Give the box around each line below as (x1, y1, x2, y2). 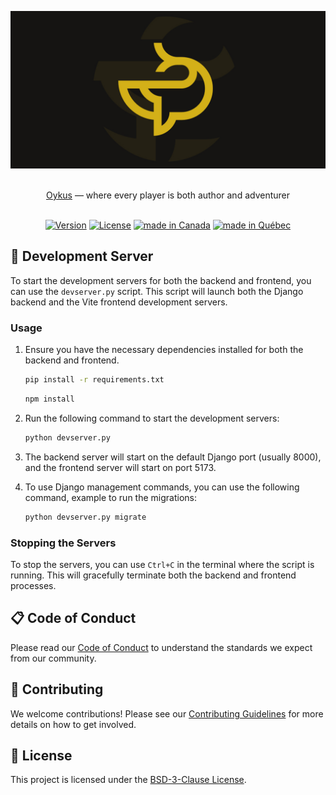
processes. (10, 579, 57, 591)
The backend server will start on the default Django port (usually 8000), (24, 451, 322, 463)
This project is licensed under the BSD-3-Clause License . (10, 774, 247, 786)
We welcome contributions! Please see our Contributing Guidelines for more (10, 707, 324, 720)
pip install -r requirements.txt (24, 375, 165, 385)
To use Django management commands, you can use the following (24, 481, 300, 493)
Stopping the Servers (10, 536, 117, 550)
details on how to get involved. (10, 718, 137, 730)
